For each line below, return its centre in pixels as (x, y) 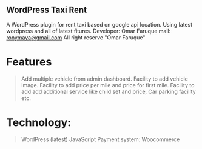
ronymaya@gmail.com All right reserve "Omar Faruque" (76, 37)
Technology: (39, 122)
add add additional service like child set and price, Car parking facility (108, 91)
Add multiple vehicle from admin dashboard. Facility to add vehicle (104, 79)
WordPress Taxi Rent (46, 10)
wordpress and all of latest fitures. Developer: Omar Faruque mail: (89, 31)
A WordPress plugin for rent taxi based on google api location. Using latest (99, 24)
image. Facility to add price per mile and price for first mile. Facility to (108, 85)
